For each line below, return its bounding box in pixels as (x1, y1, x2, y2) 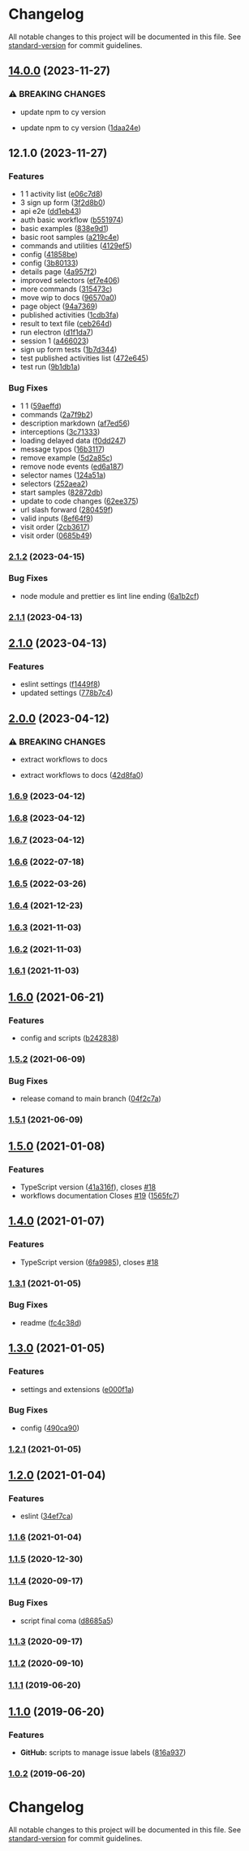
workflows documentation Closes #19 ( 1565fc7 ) (19, 1190, 180, 1200)
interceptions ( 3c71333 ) (19, 426, 101, 436)
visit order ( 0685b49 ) (19, 530, 92, 540)
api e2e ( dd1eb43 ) (19, 207, 82, 216)
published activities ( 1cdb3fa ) (19, 310, 119, 320)
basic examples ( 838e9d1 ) (19, 224, 109, 234)
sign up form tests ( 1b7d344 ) (19, 345, 118, 355)
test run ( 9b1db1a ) (19, 362, 81, 372)
